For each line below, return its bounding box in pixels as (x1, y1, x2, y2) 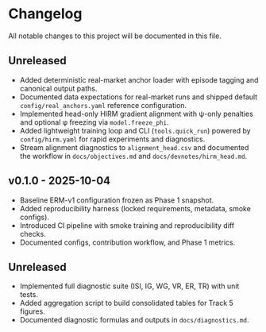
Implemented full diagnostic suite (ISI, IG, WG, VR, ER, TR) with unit (19, 281, 240, 291)
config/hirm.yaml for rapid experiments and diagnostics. (19, 134, 206, 144)
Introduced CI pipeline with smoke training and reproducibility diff (19, 220, 235, 230)
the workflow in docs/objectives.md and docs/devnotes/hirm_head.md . (19, 151, 248, 160)
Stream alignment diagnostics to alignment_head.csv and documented (19, 142, 249, 152)
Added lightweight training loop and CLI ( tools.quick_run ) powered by (19, 125, 252, 135)
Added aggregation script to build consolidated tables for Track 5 (19, 299, 234, 308)
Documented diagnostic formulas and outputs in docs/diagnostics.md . (19, 315, 249, 325)
